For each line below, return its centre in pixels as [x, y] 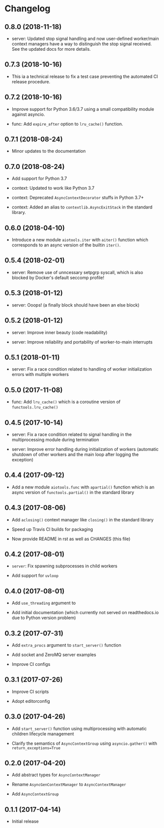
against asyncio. [28, 114]
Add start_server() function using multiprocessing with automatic [79, 728]
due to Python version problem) [44, 618]
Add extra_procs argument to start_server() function [66, 645]
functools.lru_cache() [35, 408]
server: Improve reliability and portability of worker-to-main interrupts [82, 342]
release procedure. [31, 81]
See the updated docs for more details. [51, 49]
